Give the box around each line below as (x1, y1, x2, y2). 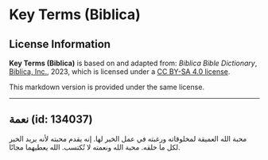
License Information (9, 37, 111, 51)
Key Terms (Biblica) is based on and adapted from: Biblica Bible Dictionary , (9, 58, 258, 68)
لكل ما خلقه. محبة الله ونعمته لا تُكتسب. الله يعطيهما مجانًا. (9, 142, 181, 152)
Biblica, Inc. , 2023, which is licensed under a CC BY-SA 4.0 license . (9, 67, 231, 76)
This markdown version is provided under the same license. (9, 82, 205, 92)
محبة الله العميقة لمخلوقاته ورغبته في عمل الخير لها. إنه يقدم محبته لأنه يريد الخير (9, 134, 247, 143)
